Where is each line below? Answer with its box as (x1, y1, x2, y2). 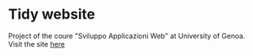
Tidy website (8, 5, 96, 23)
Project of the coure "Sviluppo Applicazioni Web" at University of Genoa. (8, 31, 246, 40)
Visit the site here (8, 39, 66, 48)
